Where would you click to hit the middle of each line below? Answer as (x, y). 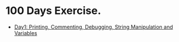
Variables (25, 33)
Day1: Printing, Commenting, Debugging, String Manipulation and (93, 27)
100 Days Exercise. (53, 11)
